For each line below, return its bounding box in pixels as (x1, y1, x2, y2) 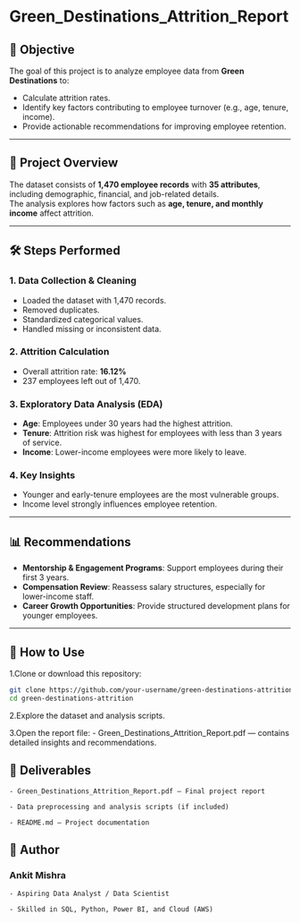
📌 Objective (9, 42, 75, 57)
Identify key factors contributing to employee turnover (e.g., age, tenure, (21, 102, 289, 113)
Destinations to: (9, 75, 70, 86)
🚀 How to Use (9, 645, 85, 660)
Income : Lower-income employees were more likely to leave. (21, 447, 247, 457)
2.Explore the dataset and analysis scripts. (9, 710, 165, 721)
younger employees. (21, 611, 98, 621)
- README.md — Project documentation (9, 817, 150, 827)
